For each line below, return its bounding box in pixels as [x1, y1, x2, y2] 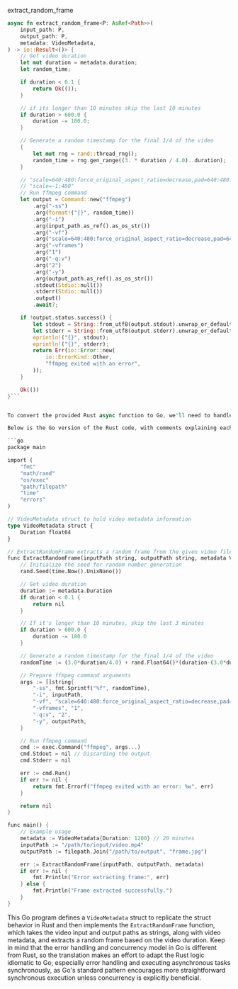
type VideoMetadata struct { [7, 522, 93, 529]
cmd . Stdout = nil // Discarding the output [20, 750, 151, 757]
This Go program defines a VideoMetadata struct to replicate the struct [7, 913, 211, 922]
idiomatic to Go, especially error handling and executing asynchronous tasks [7, 958, 231, 966]
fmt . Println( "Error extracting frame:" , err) [33, 874, 170, 881]
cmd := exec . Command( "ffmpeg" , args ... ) [20, 744, 141, 751]
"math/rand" [20, 470, 55, 477]
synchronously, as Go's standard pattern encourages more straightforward [7, 966, 226, 974]
